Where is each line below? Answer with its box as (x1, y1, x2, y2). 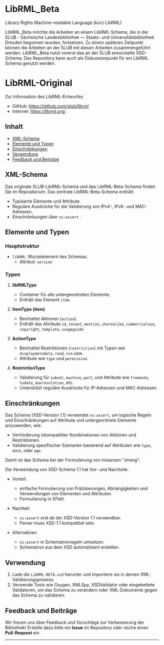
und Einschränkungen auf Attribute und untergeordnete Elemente (5, 417, 137, 423)
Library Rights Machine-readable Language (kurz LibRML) (5, 20, 122, 25)
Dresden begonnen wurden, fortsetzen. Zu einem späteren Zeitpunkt (5, 39, 143, 45)
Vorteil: (12, 476, 27, 482)
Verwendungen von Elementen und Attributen (19, 491, 111, 497)
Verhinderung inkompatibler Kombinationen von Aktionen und (12, 432, 137, 438)
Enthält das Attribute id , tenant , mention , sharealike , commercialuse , (19, 321, 156, 327)
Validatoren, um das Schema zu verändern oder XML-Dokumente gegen (12, 587, 158, 593)
